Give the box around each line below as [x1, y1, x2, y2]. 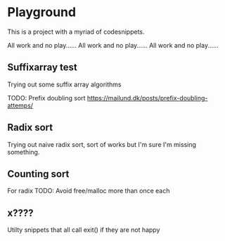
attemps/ [7, 101, 34, 110]
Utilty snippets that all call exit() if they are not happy [7, 226, 160, 234]
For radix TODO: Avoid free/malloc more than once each [7, 187, 170, 195]
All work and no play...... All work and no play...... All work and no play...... [7, 41, 219, 49]
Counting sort [7, 168, 70, 180]
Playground [7, 4, 76, 20]
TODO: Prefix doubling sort [7, 93, 86, 102]
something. [7, 148, 40, 156]
